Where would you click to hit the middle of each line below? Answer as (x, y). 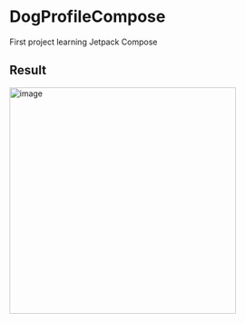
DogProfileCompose (88, 17)
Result (28, 70)
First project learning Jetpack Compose (83, 42)
